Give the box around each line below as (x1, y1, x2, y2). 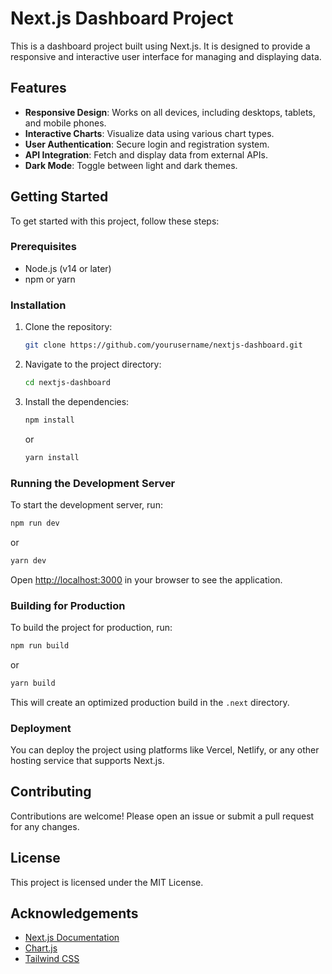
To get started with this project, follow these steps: (10, 215, 220, 227)
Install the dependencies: (24, 395, 130, 407)
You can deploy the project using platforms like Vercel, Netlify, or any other (10, 744, 320, 756)
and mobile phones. (24, 117, 107, 129)
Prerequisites (10, 240, 77, 254)
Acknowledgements (10, 905, 139, 922)
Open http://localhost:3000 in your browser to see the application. (10, 573, 283, 586)
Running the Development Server (10, 476, 176, 490)
